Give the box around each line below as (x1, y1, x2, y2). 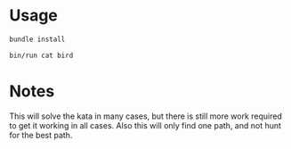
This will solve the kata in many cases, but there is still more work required (9, 111, 283, 121)
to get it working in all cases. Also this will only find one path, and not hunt (9, 120, 282, 130)
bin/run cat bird (9, 51, 74, 60)
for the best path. (9, 129, 73, 140)
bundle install (9, 35, 66, 44)
